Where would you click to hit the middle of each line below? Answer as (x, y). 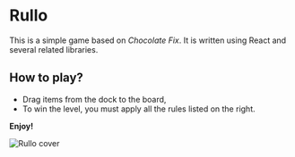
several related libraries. (54, 49)
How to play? (46, 78)
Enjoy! (22, 126)
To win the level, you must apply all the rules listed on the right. (139, 109)
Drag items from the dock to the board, (94, 99)
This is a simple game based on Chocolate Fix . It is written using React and (148, 40)
